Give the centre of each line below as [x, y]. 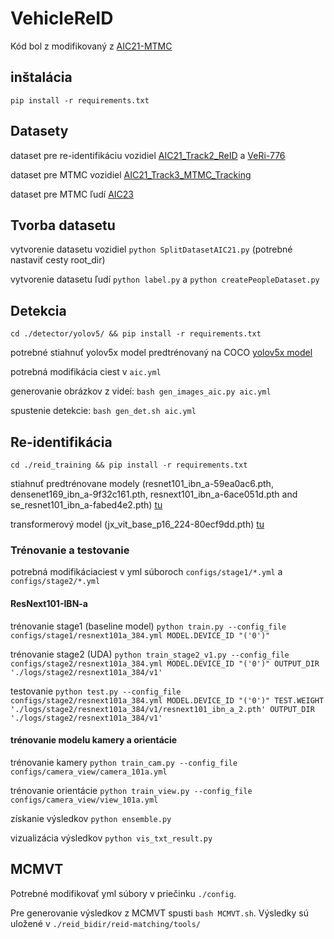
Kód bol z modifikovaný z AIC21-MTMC [91, 46]
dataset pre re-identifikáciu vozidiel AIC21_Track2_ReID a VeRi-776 [148, 155]
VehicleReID [62, 18]
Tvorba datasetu [63, 225]
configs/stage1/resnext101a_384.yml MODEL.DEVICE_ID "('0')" [140, 635]
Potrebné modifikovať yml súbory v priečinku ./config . [123, 893]
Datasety [39, 131]
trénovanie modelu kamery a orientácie [94, 740]
